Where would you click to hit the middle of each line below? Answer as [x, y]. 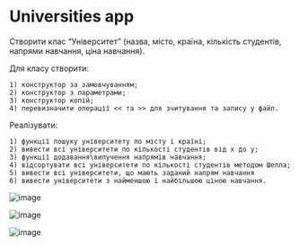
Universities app [72, 17]
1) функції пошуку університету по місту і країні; [108, 141]
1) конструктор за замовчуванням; [74, 84]
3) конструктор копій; [52, 101]
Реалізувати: [34, 125]
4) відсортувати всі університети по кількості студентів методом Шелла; [150, 165]
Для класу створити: [49, 68]
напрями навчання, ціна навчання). [77, 50]
